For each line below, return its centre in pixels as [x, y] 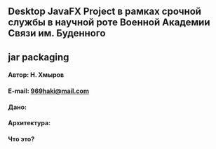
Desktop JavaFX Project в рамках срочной [105, 12]
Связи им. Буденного [57, 33]
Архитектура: [29, 123]
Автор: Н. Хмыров [36, 75]
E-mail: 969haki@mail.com [49, 91]
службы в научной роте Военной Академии [109, 23]
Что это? [21, 139]
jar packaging [39, 57]
